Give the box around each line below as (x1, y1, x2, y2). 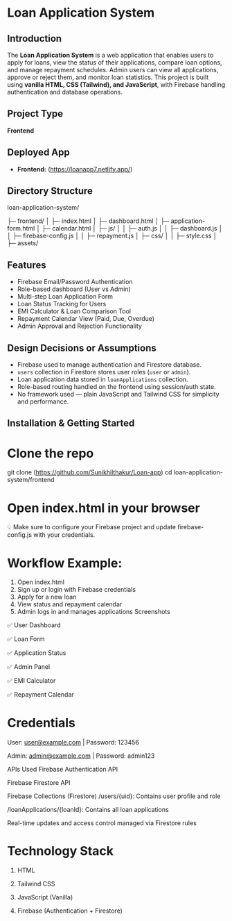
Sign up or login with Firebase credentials (17, 586, 136, 594)
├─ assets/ (7, 239, 39, 247)
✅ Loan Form (7, 635, 45, 643)
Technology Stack (7, 843, 114, 859)
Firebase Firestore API (7, 779, 71, 787)
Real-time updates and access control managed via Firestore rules (7, 819, 197, 827)
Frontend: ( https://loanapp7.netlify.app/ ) (17, 165, 133, 173)
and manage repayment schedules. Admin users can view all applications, (7, 66, 219, 74)
